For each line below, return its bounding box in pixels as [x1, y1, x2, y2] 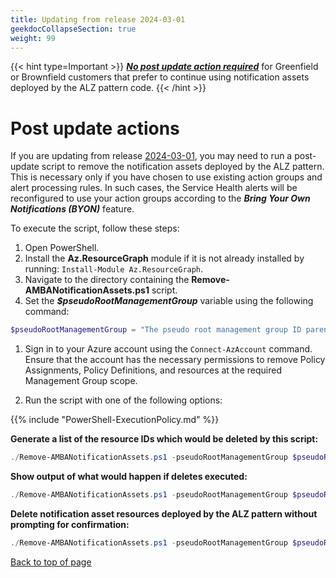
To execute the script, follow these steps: [10, 222, 180, 235]
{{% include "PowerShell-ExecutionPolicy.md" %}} [10, 414, 220, 426]
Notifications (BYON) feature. [10, 203, 135, 215]
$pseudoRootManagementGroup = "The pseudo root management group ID [10, 325, 302, 335]
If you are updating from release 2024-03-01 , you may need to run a [10, 150, 293, 162]
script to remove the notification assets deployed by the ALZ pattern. [41, 161, 325, 173]
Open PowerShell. [24, 242, 100, 254]
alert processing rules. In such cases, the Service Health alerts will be [10, 182, 298, 194]
